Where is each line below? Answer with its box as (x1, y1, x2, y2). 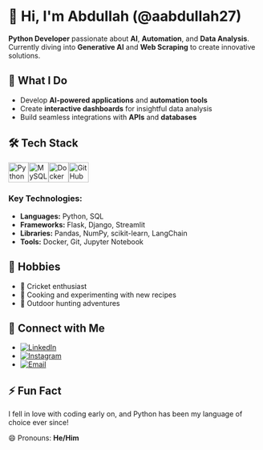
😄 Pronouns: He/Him (8, 433, 79, 443)
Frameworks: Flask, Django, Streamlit (19, 219, 146, 229)
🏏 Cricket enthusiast (19, 281, 87, 291)
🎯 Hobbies (8, 260, 61, 274)
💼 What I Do (8, 74, 68, 87)
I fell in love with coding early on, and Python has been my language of (8, 409, 243, 419)
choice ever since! (8, 418, 70, 428)
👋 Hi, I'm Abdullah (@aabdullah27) (8, 7, 242, 26)
